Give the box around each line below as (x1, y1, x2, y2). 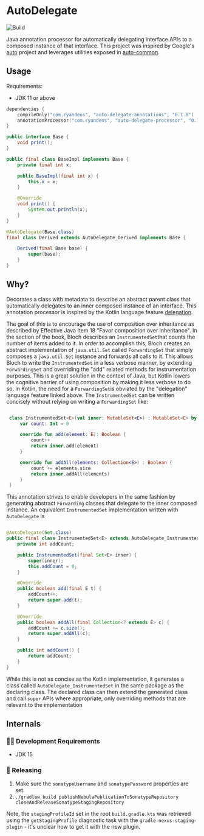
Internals (6, 719, 41, 729)
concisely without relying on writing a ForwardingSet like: (6, 398, 149, 405)
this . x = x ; (28, 178, 59, 184)
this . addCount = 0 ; (28, 563, 78, 569)
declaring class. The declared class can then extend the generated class (6, 688, 188, 695)
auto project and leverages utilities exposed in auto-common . (6, 48, 160, 55)
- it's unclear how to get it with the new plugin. (24, 823, 141, 830)
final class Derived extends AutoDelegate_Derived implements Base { (6, 234, 186, 241)
